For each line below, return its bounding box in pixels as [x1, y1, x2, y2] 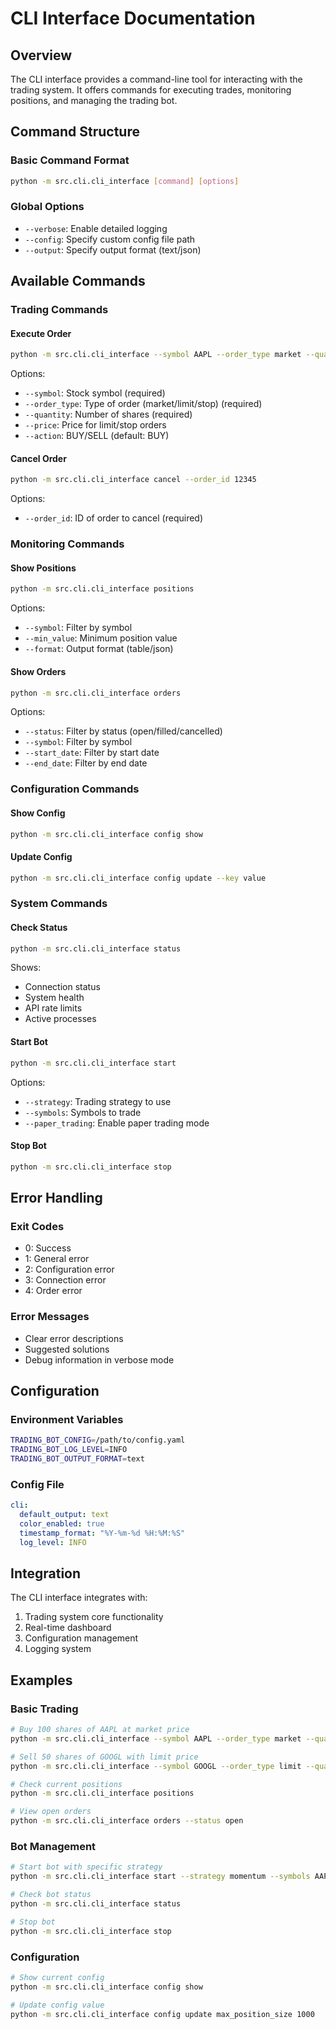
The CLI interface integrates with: [10, 1592, 148, 1604]
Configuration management [24, 1632, 139, 1644]
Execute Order [10, 327, 72, 339]
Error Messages [10, 1310, 90, 1324]
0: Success [24, 1242, 72, 1254]
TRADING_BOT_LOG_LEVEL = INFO [10, 1445, 128, 1455]
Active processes [24, 1013, 97, 1025]
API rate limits [24, 1002, 83, 1014]
